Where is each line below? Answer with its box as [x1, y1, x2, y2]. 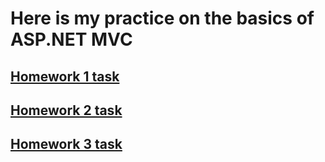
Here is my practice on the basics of [10, 7, 315, 30]
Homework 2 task [10, 102, 123, 119]
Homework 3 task [10, 136, 123, 153]
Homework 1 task [10, 68, 120, 85]
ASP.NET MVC [10, 28, 133, 51]
